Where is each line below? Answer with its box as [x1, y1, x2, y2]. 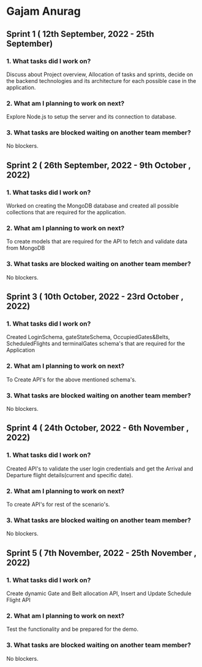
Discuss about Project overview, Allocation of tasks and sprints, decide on [6, 71, 193, 78]
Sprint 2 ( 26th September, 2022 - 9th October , [6, 160, 191, 170]
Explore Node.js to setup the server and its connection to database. [6, 113, 176, 120]
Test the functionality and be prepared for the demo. [6, 625, 139, 633]
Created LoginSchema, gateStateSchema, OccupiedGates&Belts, [6, 333, 170, 341]
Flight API [6, 596, 31, 603]
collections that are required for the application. [6, 209, 127, 216]
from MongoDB [6, 244, 45, 252]
